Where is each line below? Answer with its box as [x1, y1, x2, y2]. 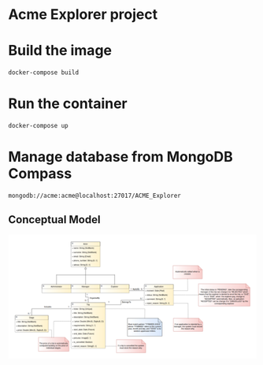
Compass [8, 165, 72, 183]
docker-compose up [8, 122, 69, 130]
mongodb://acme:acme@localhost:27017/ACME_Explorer [8, 192, 181, 199]
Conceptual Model [8, 213, 101, 226]
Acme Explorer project [8, 6, 158, 24]
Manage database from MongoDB [8, 148, 234, 166]
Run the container [8, 95, 128, 113]
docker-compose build [8, 69, 80, 76]
